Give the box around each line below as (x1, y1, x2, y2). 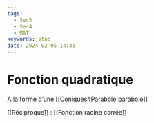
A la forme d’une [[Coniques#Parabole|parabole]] (7, 95, 148, 103)
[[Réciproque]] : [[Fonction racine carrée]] (7, 108, 127, 116)
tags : (7, 10, 23, 17)
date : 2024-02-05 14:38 (7, 42, 76, 49)
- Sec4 (13, 23, 32, 30)
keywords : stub (7, 36, 51, 43)
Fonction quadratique (7, 72, 133, 88)
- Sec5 (13, 17, 32, 23)
